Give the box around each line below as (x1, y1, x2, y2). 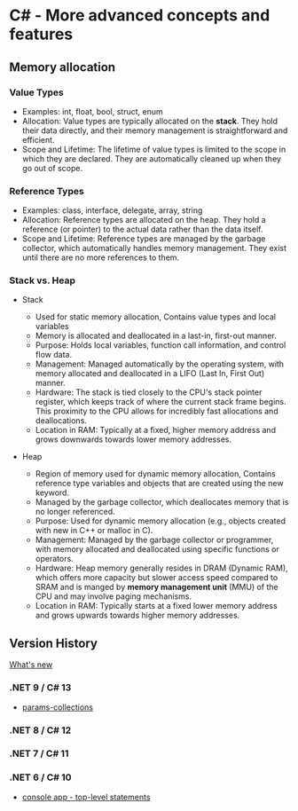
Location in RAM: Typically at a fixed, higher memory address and (35, 425, 277, 436)
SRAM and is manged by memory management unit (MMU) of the (35, 582, 278, 593)
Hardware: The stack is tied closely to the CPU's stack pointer (35, 387, 263, 398)
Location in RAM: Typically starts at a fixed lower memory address (35, 601, 278, 611)
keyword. (35, 487, 69, 498)
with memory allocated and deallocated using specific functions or (35, 544, 279, 555)
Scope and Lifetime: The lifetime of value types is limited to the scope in (21, 144, 286, 154)
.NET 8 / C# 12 (9, 724, 72, 736)
